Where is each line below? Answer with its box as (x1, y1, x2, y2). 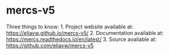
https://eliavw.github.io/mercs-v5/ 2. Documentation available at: (6, 29, 164, 36)
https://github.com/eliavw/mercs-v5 (6, 42, 94, 49)
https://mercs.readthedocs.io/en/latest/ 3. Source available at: (6, 35, 157, 43)
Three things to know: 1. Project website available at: (6, 23, 134, 30)
